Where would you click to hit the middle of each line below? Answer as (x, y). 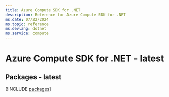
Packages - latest (33, 77)
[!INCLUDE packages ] (28, 89)
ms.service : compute (27, 33)
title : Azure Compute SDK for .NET (43, 10)
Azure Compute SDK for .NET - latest (85, 58)
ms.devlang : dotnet (26, 29)
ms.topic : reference (27, 24)
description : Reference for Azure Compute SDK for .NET (65, 15)
